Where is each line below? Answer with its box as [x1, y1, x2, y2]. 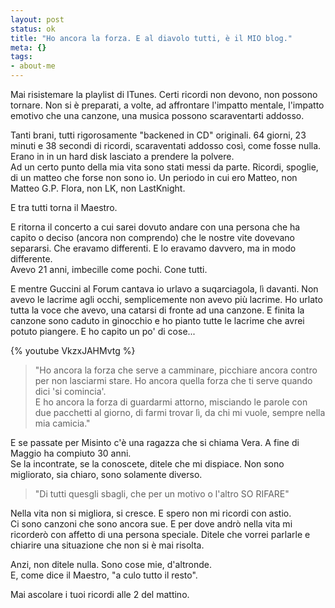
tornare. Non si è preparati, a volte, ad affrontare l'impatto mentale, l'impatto [10, 99, 325, 111]
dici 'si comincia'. [34, 386, 107, 397]
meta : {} [10, 42, 47, 53]
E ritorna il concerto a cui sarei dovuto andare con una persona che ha [10, 221, 301, 233]
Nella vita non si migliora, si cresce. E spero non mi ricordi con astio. [10, 507, 292, 519]
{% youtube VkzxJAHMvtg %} [10, 345, 136, 356]
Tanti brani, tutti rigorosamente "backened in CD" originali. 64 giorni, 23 [10, 129, 307, 141]
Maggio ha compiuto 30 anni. [10, 447, 132, 459]
